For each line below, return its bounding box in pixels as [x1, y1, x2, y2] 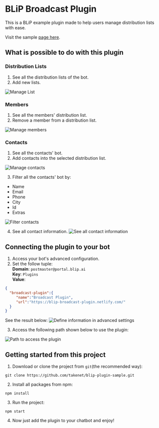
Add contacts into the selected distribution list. [12, 155, 107, 161]
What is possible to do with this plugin [5, 48, 124, 57]
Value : [12, 277, 26, 282]
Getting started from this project [5, 350, 106, 359]
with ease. [5, 24, 26, 30]
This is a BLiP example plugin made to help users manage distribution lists [5, 20, 155, 25]
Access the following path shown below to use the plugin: [12, 327, 129, 333]
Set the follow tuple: [12, 261, 53, 267]
